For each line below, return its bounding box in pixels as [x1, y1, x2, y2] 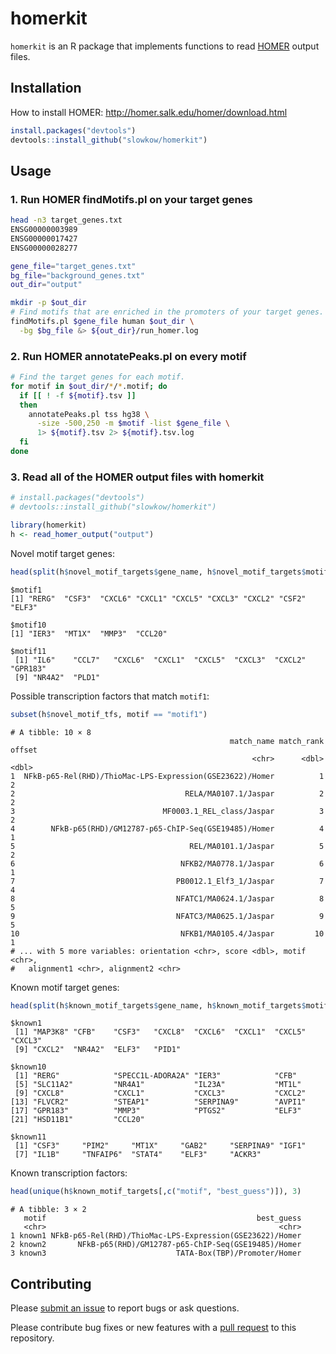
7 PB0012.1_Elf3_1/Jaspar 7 [10, 876, 325, 886]
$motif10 [10, 620, 47, 630]
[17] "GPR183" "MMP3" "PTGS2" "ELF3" [10, 1106, 302, 1116]
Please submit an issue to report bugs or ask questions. [10, 1302, 240, 1314]
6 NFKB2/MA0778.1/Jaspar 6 [10, 858, 325, 869]
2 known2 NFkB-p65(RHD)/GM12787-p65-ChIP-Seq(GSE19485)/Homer [10, 1240, 302, 1250]
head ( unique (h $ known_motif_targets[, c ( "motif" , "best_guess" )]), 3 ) [10, 1187, 302, 1197]
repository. [10, 1332, 55, 1344]
